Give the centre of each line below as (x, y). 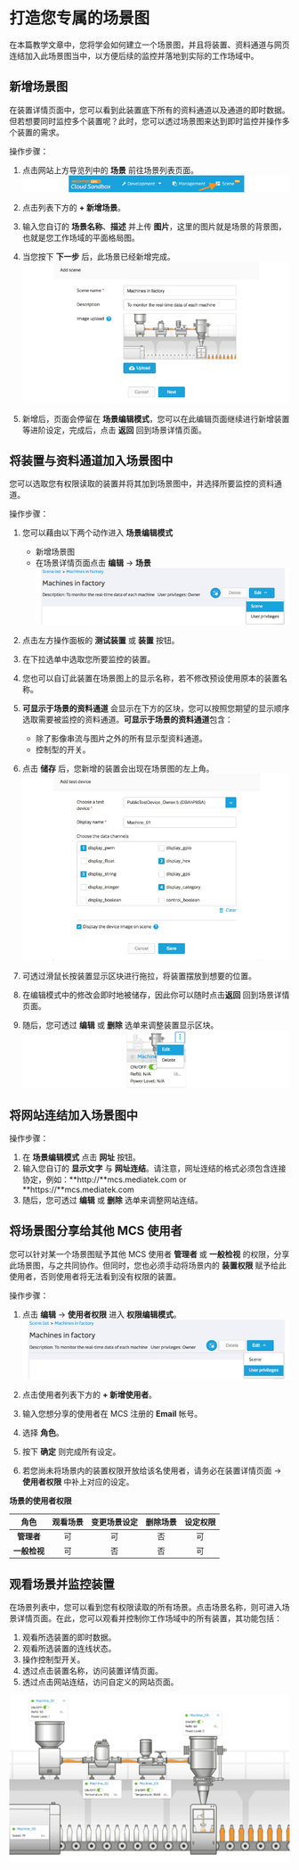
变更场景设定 (114, 1522)
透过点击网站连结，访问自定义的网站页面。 (100, 1682)
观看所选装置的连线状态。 (69, 1648)
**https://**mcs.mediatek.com (78, 1189)
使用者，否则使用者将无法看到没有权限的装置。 (95, 1276)
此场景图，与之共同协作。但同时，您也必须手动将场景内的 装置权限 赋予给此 (148, 1265)
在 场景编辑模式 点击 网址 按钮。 (81, 1157)
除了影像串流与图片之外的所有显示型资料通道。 (121, 739)
